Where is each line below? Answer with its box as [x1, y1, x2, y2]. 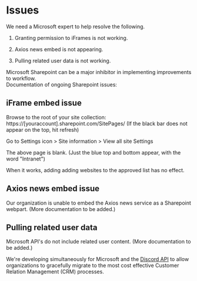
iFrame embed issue [6, 98, 82, 108]
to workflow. [6, 75, 36, 82]
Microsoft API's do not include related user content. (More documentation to [6, 238, 191, 245]
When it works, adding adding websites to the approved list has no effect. [6, 166, 185, 173]
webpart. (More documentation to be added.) [6, 205, 116, 212]
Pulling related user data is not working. [14, 57, 111, 64]
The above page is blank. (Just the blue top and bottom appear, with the [6, 149, 181, 156]
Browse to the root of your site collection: [6, 113, 106, 121]
